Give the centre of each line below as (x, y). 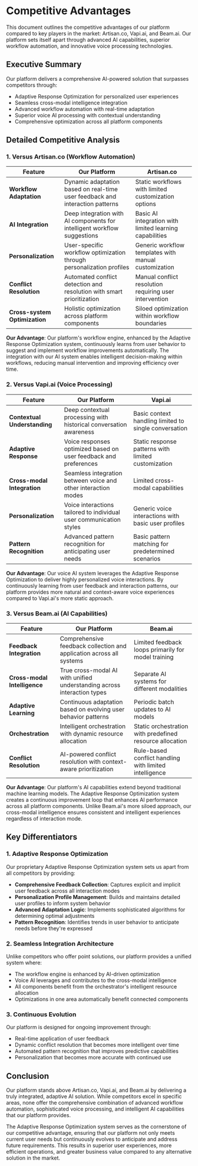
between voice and (90, 480)
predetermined (154, 551)
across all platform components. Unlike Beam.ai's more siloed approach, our (99, 806)
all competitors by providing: (41, 873)
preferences (81, 463)
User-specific (84, 245)
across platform (86, 316)
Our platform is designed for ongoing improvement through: (79, 1027)
